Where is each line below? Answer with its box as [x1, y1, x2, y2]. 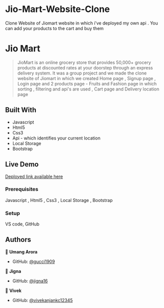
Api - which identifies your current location [12, 135, 101, 141]
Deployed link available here [5, 173, 63, 179]
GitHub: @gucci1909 [12, 258, 55, 264]
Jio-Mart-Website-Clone [5, 3, 110, 15]
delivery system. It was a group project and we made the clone [17, 70, 147, 76]
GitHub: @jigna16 [12, 277, 48, 283]
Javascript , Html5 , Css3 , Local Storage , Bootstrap [5, 197, 113, 203]
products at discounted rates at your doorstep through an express [17, 64, 153, 70]
